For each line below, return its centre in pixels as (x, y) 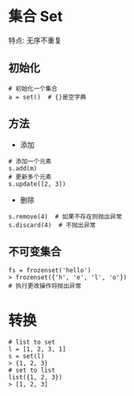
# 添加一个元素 (30, 161)
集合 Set (35, 16)
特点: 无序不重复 (35, 40)
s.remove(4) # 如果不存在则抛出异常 (65, 216)
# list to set (32, 342)
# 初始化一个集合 (33, 88)
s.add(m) (23, 168)
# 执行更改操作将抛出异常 (45, 286)
